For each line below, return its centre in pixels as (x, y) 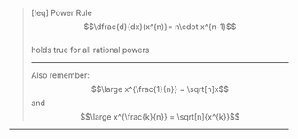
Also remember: (60, 75)
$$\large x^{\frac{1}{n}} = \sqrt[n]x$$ (160, 89)
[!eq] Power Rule (62, 13)
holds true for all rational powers (90, 50)
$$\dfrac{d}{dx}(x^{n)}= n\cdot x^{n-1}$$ (160, 27)
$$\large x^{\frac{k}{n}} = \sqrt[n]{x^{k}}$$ (160, 117)
